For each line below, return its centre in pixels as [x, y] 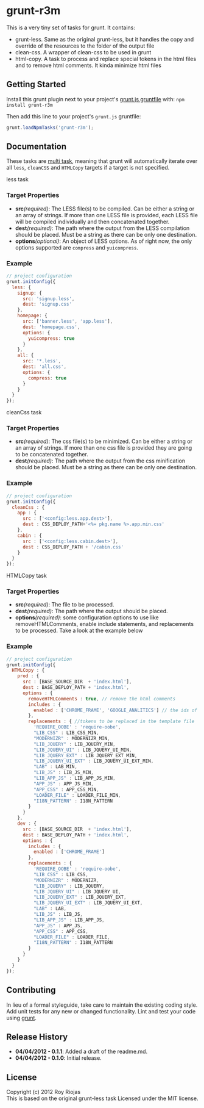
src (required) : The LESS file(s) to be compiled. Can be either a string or [105, 209]
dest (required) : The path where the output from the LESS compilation [102, 228]
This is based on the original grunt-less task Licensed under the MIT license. [102, 1098]
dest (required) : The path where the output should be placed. [92, 611]
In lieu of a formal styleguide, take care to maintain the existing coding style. [102, 1005]
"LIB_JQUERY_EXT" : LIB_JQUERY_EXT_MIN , [85, 755]
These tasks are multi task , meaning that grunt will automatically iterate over [102, 161]
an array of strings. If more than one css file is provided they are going [104, 448]
